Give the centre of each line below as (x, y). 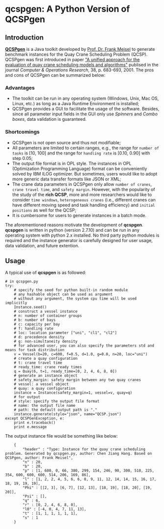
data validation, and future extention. (42, 245)
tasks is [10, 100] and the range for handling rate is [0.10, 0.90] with (81, 153)
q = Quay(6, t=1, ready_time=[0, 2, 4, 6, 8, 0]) (66, 372)
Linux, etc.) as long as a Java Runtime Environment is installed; (76, 104)
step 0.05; (22, 158)
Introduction (24, 37)
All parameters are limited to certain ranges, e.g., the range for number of (85, 148)
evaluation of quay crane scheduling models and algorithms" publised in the (82, 65)
